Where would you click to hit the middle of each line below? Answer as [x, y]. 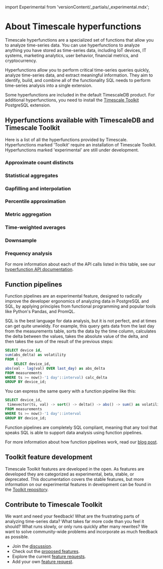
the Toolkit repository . [27, 490]
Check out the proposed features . [46, 552]
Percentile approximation [35, 202]
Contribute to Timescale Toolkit [54, 504]
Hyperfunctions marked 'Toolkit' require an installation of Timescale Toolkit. [81, 144]
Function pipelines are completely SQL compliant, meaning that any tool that [81, 427]
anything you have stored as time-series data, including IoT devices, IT [76, 50]
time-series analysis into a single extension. [49, 85]
